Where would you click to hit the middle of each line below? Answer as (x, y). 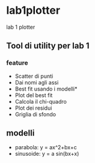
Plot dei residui (33, 108)
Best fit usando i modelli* (46, 89)
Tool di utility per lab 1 (48, 46)
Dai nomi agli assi (37, 82)
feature (17, 63)
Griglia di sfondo (35, 114)
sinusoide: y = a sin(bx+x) (47, 154)
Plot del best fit (34, 95)
